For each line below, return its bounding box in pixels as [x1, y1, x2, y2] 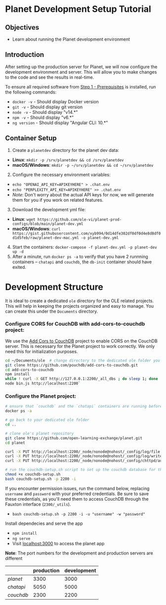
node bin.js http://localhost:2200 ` [5, 381, 81, 386]
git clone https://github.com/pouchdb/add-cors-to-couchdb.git [5, 363, 138, 368]
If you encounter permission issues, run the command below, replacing [5, 485, 150, 491]
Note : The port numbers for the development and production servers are [5, 550, 153, 556]
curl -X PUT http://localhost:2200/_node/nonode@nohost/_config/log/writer [5, 454, 165, 459]
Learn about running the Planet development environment [12, 36, 130, 42]
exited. [12, 264, 26, 270]
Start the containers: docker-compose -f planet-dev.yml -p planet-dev [12, 244, 157, 250]
